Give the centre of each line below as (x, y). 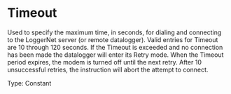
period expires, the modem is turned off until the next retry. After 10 (104, 62)
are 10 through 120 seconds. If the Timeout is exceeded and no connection (115, 47)
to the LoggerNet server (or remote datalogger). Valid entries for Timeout (113, 39)
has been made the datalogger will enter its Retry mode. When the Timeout (115, 55)
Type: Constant (29, 83)
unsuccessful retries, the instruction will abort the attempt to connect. (108, 69)
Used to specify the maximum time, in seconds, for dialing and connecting (114, 32)
